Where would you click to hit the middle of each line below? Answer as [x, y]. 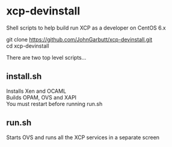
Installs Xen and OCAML [36, 91]
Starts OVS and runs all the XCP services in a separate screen [83, 137]
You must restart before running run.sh [54, 104]
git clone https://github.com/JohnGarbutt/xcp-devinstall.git [79, 39]
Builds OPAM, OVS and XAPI [41, 97]
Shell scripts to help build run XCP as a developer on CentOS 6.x [86, 28]
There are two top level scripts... [46, 57]
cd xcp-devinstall [28, 46]
